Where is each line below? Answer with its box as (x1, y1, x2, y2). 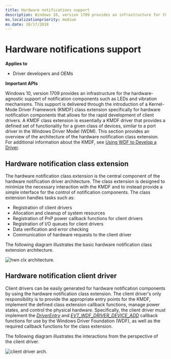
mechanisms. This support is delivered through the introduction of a (5, 101, 148, 107)
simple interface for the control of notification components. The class (5, 189, 151, 195)
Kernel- (148, 101, 164, 107)
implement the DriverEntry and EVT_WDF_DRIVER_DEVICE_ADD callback (5, 312, 158, 318)
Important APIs (5, 80, 38, 87)
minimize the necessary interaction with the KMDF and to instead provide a (5, 184, 163, 189)
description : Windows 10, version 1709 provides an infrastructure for (5, 12, 160, 17)
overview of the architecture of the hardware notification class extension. (5, 134, 159, 140)
